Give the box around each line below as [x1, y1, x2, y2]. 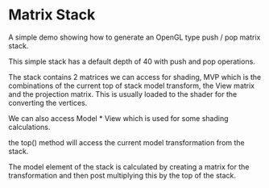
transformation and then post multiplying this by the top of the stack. [8, 170, 236, 180]
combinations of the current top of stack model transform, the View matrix [8, 81, 255, 90]
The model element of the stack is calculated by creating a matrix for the [8, 161, 250, 171]
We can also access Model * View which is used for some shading [8, 113, 229, 123]
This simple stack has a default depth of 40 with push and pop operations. [8, 56, 255, 66]
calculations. [8, 122, 51, 132]
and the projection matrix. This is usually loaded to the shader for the [8, 89, 238, 98]
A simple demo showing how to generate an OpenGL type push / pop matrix [8, 32, 261, 42]
